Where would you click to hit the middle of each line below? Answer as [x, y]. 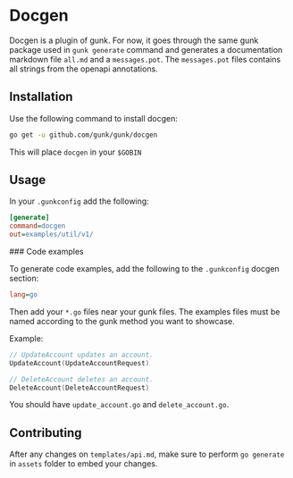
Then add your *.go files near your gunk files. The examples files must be [145, 311]
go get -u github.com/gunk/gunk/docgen [84, 135]
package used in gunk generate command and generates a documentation [146, 49]
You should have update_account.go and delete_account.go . [119, 405]
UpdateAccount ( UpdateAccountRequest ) [80, 363]
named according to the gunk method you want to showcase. [122, 321]
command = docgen [38, 226]
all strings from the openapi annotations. [84, 69]
